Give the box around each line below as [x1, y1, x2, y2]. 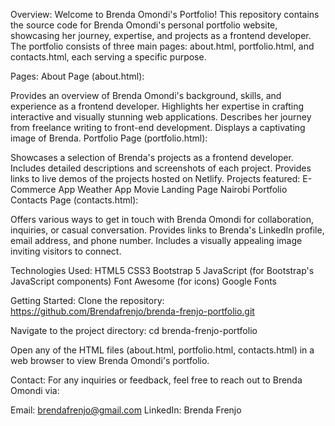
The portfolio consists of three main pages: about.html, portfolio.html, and [10, 40, 315, 52]
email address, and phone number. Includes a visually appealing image [10, 235, 303, 246]
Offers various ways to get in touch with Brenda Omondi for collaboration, [10, 214, 314, 225]
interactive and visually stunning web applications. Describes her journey [10, 111, 312, 123]
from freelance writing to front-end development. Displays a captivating [10, 122, 306, 133]
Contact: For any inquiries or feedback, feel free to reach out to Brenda [10, 374, 303, 386]
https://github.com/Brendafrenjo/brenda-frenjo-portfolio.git [10, 305, 255, 317]
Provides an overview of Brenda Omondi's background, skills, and [10, 90, 282, 101]
